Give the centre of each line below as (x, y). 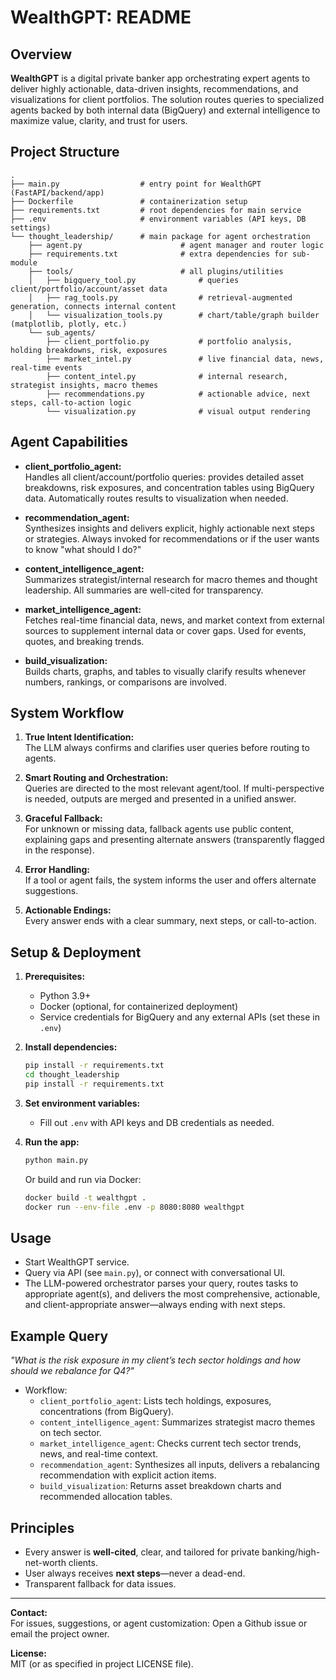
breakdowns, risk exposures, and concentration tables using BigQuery (169, 487)
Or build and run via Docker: (83, 1179)
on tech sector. (70, 1433)
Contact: (29, 1612)
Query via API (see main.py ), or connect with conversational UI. (155, 1273)
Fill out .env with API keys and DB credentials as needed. (157, 1122)
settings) (31, 227)
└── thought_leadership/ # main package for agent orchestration (160, 236)
